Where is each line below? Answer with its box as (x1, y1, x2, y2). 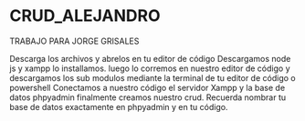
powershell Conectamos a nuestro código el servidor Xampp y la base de (9, 82, 286, 93)
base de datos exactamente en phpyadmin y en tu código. (9, 101, 228, 112)
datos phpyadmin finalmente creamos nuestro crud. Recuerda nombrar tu (9, 92, 287, 103)
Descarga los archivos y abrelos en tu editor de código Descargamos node (9, 53, 291, 64)
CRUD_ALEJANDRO (9, 5, 162, 26)
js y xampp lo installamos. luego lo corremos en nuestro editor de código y (9, 63, 290, 74)
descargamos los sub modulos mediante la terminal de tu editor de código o (9, 72, 296, 83)
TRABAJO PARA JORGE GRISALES (9, 35, 140, 46)
